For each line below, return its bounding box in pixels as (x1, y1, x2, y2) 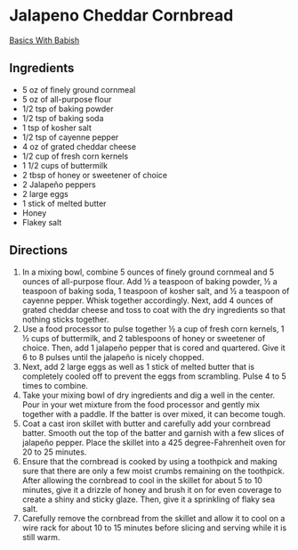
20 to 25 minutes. (21, 447, 87, 457)
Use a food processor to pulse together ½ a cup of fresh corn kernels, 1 (21, 323, 285, 334)
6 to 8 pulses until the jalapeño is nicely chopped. (21, 351, 205, 362)
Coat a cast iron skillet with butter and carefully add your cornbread (21, 418, 271, 429)
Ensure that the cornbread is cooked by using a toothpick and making (21, 456, 278, 466)
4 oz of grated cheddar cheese (21, 141, 136, 152)
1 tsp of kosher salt (21, 122, 92, 133)
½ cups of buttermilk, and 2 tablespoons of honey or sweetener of (21, 332, 266, 343)
